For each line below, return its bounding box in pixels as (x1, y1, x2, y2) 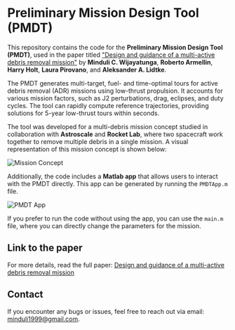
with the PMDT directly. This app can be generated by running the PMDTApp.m (7, 179, 228, 187)
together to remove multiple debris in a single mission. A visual (7, 137, 189, 145)
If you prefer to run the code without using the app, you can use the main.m (7, 214, 224, 223)
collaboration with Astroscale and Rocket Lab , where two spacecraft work (7, 130, 223, 138)
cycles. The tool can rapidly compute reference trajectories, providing (7, 101, 209, 110)
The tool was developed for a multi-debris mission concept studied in (7, 122, 208, 131)
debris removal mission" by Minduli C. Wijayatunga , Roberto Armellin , (7, 58, 213, 66)
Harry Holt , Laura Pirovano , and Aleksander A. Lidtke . (7, 65, 167, 74)
